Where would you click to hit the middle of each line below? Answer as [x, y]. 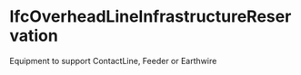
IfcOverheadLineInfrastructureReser [150, 17]
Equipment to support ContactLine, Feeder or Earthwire [113, 61]
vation [34, 36]
